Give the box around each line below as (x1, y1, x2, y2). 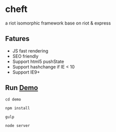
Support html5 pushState (12, 58, 64, 64)
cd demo (5, 96, 21, 102)
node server (5, 123, 30, 128)
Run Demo (5, 83, 38, 92)
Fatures (5, 34, 30, 43)
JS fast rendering (12, 47, 48, 53)
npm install (5, 105, 30, 110)
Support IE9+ (12, 69, 40, 75)
